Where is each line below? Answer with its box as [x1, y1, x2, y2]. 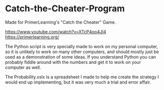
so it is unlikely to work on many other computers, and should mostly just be [5, 49, 160, 55]
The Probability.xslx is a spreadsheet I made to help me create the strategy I [5, 74, 159, 80]
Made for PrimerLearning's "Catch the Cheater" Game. [5, 19, 116, 25]
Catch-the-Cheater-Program [5, 3, 125, 14]
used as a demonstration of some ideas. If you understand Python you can [5, 54, 156, 60]
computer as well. [5, 64, 41, 70]
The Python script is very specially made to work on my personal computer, [5, 43, 158, 49]
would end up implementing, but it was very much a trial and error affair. [5, 79, 151, 85]
